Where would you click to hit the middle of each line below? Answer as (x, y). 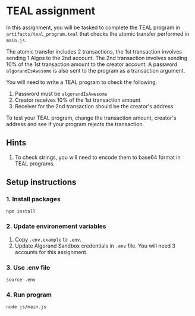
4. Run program (29, 295)
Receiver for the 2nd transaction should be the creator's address (94, 106)
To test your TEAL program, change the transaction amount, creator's (91, 118)
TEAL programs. (35, 163)
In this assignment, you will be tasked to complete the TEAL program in (93, 27)
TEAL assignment (51, 11)
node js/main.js (26, 307)
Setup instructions (41, 182)
